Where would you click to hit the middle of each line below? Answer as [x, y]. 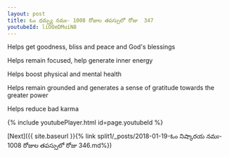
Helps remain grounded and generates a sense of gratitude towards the [111, 88]
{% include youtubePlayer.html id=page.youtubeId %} [85, 123]
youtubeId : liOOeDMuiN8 [42, 27]
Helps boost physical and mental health [64, 74]
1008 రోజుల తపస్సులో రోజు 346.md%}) [60, 146]
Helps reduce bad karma [43, 109]
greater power [28, 95]
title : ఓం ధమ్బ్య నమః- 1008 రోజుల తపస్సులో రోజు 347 [80, 20]
